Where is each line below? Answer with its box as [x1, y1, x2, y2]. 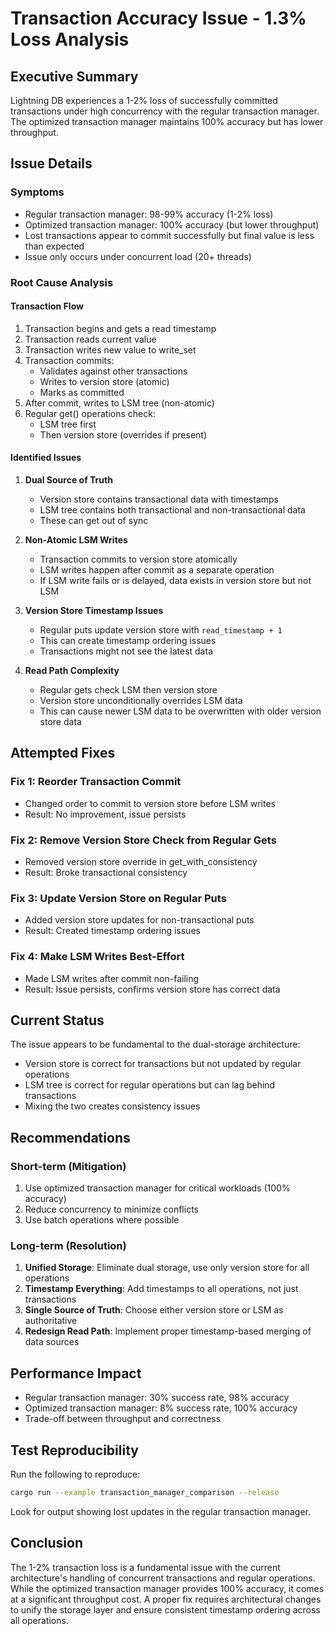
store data [39, 716, 82, 728]
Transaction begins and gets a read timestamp [24, 322, 217, 334]
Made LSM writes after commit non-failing [24, 972, 200, 984]
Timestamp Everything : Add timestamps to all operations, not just [24, 1283, 299, 1295]
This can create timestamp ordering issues [39, 635, 217, 647]
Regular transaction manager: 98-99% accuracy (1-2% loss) [24, 208, 274, 220]
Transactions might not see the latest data [39, 645, 213, 657]
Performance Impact [10, 1365, 142, 1382]
